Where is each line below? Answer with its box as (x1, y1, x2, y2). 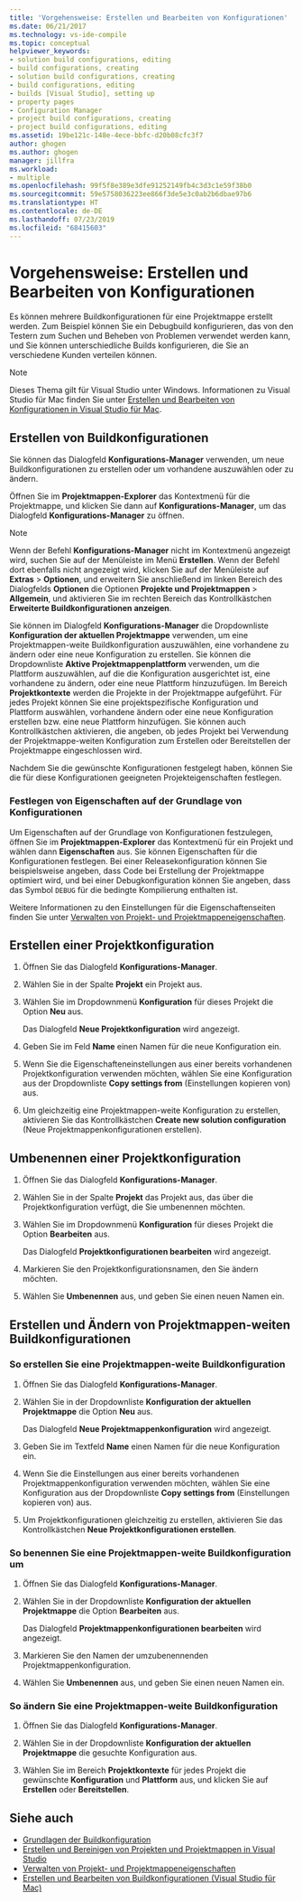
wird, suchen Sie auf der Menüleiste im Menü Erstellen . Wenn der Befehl (9, 555, 280, 566)
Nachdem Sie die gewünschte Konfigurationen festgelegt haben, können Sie (9, 763, 293, 774)
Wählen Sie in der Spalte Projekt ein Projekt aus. (22, 979, 203, 990)
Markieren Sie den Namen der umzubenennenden (22, 1651, 209, 1661)
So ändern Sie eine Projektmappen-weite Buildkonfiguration (9, 1700, 279, 1713)
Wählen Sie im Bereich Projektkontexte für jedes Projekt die (22, 1765, 246, 1776)
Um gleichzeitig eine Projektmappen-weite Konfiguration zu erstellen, (22, 1105, 281, 1116)
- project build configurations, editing (9, 123, 168, 132)
